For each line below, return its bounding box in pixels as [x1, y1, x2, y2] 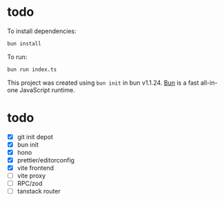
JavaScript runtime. [19, 85, 76, 94]
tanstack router [17, 187, 61, 195]
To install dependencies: [7, 27, 77, 35]
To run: [7, 52, 28, 61]
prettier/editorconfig [17, 156, 74, 164]
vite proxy [17, 171, 46, 180]
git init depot [17, 132, 54, 141]
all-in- [200, 78, 218, 87]
